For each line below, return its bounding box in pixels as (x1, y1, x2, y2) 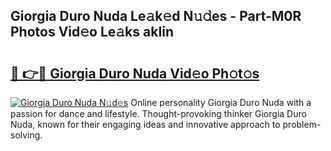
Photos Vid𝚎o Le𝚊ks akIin (10, 24, 175, 41)
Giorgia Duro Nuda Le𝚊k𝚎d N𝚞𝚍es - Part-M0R (10, 8, 302, 25)
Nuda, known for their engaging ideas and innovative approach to (10, 119, 281, 130)
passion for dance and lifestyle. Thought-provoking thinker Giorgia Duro (10, 108, 307, 119)
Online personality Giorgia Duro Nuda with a (130, 97, 312, 108)
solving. (10, 129, 43, 141)
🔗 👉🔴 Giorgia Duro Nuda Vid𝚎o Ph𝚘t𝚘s (10, 65, 260, 82)
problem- (282, 119, 322, 130)
